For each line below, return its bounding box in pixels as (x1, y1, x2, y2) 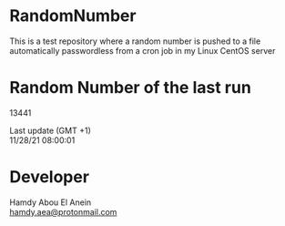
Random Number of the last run (9, 77, 252, 98)
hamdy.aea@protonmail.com (9, 206, 117, 217)
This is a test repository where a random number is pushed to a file (9, 36, 261, 46)
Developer (9, 167, 89, 188)
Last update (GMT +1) (9, 125, 91, 136)
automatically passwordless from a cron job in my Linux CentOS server (9, 45, 276, 56)
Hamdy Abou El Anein (9, 197, 92, 208)
